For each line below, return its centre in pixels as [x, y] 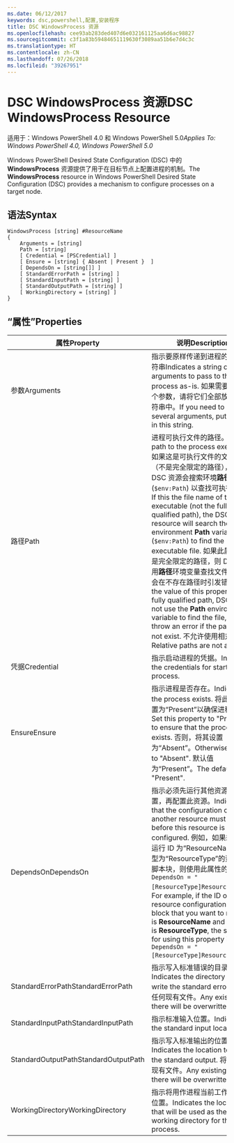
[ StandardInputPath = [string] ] [70, 280]
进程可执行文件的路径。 [190, 438]
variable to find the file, [189, 618]
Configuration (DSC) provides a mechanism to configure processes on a [111, 184]
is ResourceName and [188, 922]
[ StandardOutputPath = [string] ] [71, 287]
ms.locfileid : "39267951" [45, 66]
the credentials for [181, 667]
